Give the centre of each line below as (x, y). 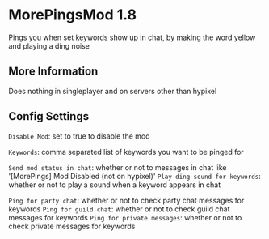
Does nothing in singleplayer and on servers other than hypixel (113, 91)
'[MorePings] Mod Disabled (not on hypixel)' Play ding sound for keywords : (134, 176)
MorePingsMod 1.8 (73, 15)
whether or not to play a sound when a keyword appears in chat (115, 185)
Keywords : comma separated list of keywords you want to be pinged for (126, 152)
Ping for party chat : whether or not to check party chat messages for (126, 200)
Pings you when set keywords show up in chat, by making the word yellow (132, 37)
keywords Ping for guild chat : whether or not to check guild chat (119, 209)
